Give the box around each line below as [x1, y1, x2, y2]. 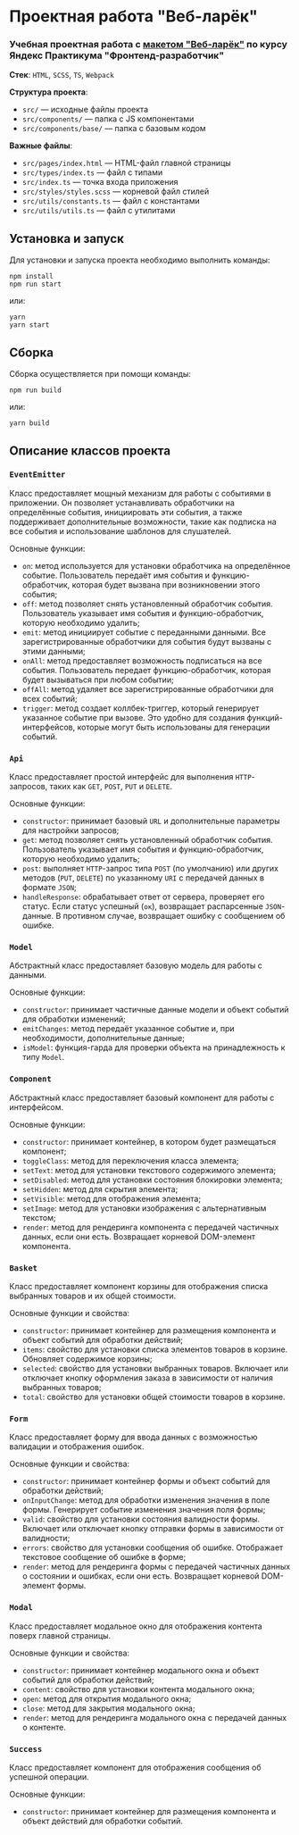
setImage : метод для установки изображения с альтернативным [21, 1203, 267, 1214]
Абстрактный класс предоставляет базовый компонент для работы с [9, 1092, 275, 1103]
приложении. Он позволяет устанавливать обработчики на [9, 497, 235, 508]
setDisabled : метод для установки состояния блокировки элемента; [21, 1174, 283, 1185]
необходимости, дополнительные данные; [21, 1033, 186, 1044]
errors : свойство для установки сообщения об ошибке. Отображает [21, 1542, 284, 1553]
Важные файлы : [9, 140, 73, 151]
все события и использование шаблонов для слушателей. [9, 525, 232, 537]
